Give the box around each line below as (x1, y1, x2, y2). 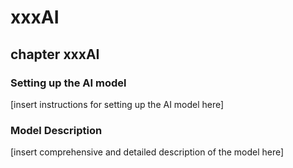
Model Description (10, 123, 103, 137)
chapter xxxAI (10, 46, 100, 63)
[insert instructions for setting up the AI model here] (10, 98, 225, 110)
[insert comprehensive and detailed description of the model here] (10, 146, 285, 158)
